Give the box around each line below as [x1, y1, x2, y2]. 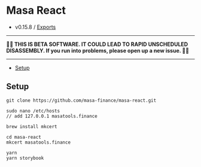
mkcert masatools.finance [6, 139, 71, 145]
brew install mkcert [6, 123, 58, 129]
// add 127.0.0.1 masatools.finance [6, 113, 98, 119]
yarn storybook [6, 155, 44, 161]
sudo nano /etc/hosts [6, 108, 60, 114]
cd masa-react [6, 134, 42, 140]
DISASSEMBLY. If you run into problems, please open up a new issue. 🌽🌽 [6, 47, 190, 54]
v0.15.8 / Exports [14, 23, 56, 31]
